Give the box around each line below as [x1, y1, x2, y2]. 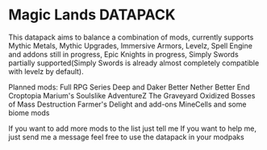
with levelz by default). [8, 66, 84, 76]
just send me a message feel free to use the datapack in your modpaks [8, 131, 244, 142]
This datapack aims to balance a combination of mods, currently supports [8, 32, 254, 42]
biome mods [8, 107, 50, 118]
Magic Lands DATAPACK [8, 6, 176, 24]
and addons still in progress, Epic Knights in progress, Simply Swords [8, 49, 240, 59]
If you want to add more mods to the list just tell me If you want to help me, [8, 123, 257, 133]
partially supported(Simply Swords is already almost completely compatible [8, 58, 260, 68]
